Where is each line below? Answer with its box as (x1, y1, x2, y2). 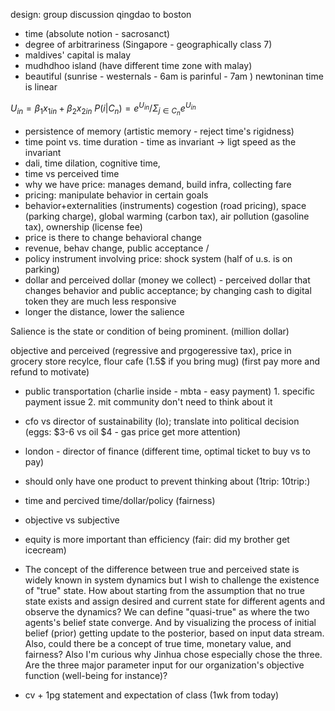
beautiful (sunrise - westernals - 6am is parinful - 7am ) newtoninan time (24, 70, 324, 82)
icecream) (24, 544, 67, 556)
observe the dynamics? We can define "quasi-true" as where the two (24, 605, 310, 618)
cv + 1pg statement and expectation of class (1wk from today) (24, 689, 280, 701)
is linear (24, 81, 58, 93)
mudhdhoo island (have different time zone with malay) (24, 60, 253, 71)
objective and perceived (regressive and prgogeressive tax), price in (10, 344, 292, 356)
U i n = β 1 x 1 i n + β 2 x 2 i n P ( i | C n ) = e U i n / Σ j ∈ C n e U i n (10, 100, 197, 118)
